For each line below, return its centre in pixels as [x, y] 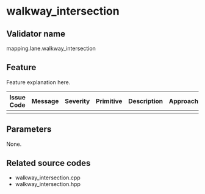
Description [146, 101]
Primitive [109, 101]
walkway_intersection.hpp [48, 184]
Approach [184, 101]
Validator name [36, 34]
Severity [77, 101]
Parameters [29, 129]
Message [45, 101]
